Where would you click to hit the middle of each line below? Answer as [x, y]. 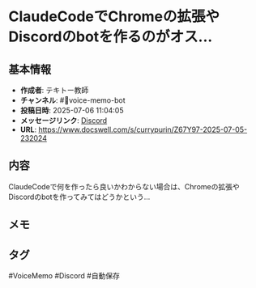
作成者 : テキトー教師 [54, 90]
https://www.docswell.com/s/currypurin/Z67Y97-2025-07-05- [143, 129]
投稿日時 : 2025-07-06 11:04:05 [72, 110]
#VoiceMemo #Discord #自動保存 [64, 276]
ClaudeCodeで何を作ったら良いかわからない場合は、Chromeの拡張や [124, 186]
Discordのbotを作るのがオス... [111, 37]
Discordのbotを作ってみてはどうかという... [79, 197]
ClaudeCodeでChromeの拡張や [114, 17]
